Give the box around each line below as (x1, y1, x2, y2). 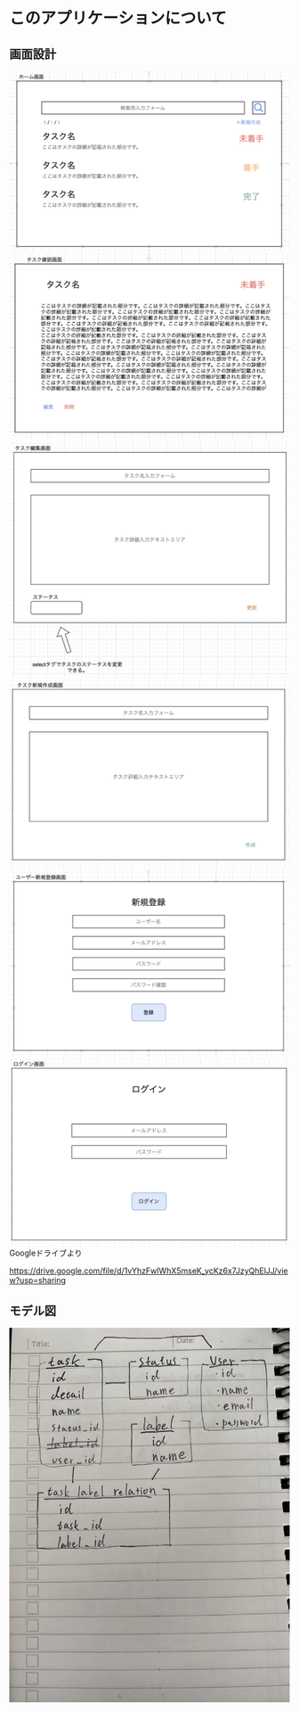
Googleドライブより (9, 1247, 83, 1258)
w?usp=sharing (9, 1275, 67, 1286)
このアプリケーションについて (9, 8, 227, 29)
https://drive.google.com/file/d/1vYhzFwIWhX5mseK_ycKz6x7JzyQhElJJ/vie (9, 1265, 288, 1276)
